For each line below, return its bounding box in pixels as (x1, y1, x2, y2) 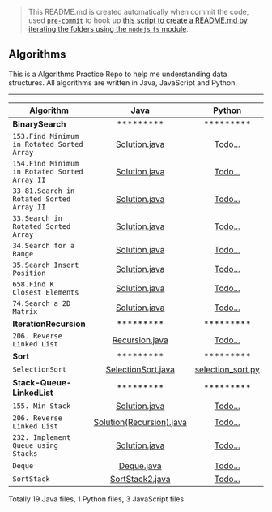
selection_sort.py (194, 364, 261, 375)
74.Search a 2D (12, 299, 71, 308)
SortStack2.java (109, 473, 171, 484)
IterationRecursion (12, 318, 87, 329)
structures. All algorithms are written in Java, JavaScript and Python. (8, 77, 237, 88)
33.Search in (12, 213, 63, 222)
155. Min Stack (12, 401, 71, 411)
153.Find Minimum (12, 131, 79, 140)
